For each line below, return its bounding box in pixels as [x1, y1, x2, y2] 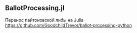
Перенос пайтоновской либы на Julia [5, 17, 84, 23]
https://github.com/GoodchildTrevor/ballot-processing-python [5, 22, 132, 28]
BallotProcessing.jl [5, 4, 65, 12]
